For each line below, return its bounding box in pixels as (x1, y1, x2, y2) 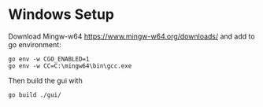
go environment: (8, 39, 61, 49)
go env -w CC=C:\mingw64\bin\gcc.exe (8, 61, 132, 70)
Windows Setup (8, 6, 114, 24)
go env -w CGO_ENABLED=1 (8, 55, 90, 63)
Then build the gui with (8, 76, 83, 85)
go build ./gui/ (8, 90, 61, 99)
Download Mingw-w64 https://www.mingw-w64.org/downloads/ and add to (8, 31, 255, 41)
